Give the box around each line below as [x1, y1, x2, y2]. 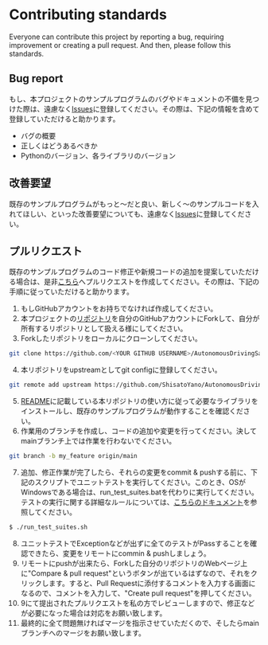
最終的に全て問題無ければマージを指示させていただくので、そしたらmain [20, 618, 259, 627]
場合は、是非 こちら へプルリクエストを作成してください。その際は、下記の [15, 277, 260, 287]
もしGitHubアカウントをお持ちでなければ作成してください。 [20, 304, 218, 314]
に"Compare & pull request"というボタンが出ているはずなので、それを [20, 568, 251, 578]
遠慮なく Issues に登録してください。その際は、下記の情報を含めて [43, 104, 260, 113]
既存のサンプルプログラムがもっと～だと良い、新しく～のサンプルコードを [9, 199, 253, 209]
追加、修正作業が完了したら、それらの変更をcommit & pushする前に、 [20, 467, 251, 477]
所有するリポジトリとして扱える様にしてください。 [20, 324, 188, 334]
